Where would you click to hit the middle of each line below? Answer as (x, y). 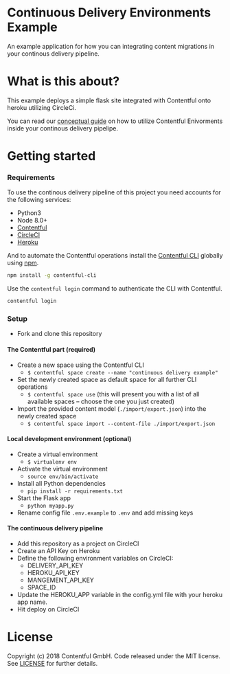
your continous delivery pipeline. (53, 54)
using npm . (23, 263)
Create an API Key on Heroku (58, 551)
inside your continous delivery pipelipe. (63, 128)
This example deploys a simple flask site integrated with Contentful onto (109, 100)
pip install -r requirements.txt (75, 491)
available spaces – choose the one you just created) (101, 401)
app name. (32, 602)
